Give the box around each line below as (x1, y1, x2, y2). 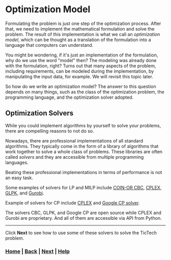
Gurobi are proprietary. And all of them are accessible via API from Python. (5, 215, 162, 221)
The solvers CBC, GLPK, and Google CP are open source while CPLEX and (5, 210, 162, 216)
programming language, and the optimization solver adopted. (5, 94, 134, 100)
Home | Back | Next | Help (5, 248, 70, 255)
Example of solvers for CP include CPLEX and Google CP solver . (5, 199, 140, 206)
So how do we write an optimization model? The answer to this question (5, 83, 156, 90)
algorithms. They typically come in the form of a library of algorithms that (5, 143, 159, 149)
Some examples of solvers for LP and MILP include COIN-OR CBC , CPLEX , (5, 184, 162, 190)
